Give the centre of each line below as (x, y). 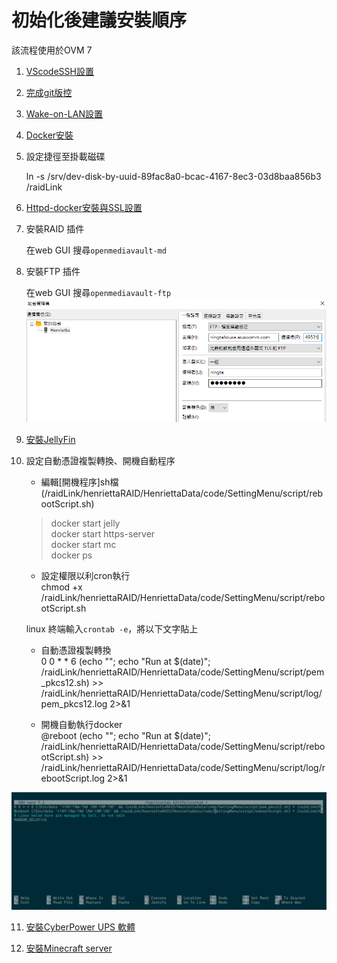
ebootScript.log (73, 778)
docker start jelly (85, 523)
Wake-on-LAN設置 (64, 113)
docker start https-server (103, 533)
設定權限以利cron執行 (85, 575)
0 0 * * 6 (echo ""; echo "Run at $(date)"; (125, 661)
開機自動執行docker (81, 724)
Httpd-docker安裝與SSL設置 (84, 207)
